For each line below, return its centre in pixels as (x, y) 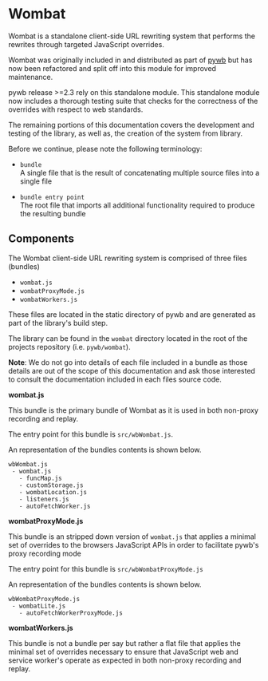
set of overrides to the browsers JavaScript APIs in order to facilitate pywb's (134, 544)
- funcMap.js (40, 478)
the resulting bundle (53, 213)
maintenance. (31, 77)
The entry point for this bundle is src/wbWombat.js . (91, 434)
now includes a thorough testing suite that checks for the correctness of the (133, 101)
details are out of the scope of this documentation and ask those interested (132, 370)
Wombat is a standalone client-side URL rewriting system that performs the (132, 36)
